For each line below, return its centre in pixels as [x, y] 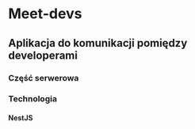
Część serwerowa [44, 78]
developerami [43, 55]
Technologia [33, 99]
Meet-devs [45, 14]
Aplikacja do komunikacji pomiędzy [98, 43]
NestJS [21, 118]
